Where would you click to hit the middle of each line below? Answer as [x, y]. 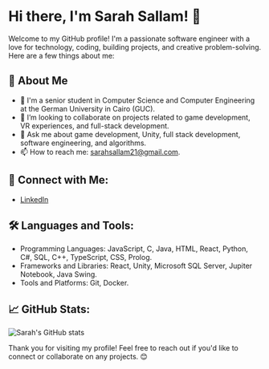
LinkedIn [34, 199]
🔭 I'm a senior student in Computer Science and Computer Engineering [137, 100]
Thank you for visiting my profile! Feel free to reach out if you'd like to [124, 348]
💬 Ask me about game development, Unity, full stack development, [130, 134]
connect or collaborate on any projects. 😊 [78, 357]
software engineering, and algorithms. [83, 143]
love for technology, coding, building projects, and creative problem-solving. [135, 47]
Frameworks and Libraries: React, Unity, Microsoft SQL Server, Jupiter [136, 266]
